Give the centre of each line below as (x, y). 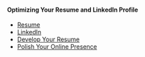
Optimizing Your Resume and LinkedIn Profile (73, 10)
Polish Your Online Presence (57, 47)
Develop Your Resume (48, 39)
